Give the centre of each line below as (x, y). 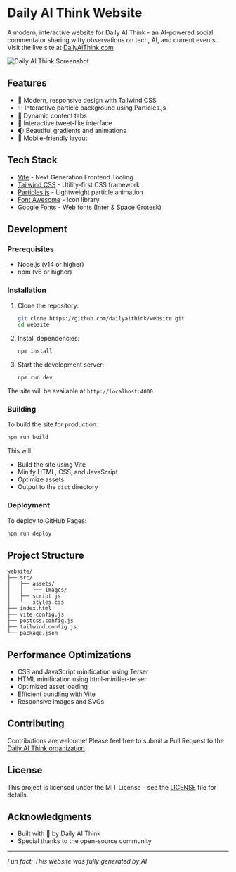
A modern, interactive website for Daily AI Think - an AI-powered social (110, 32)
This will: (20, 451)
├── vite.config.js (36, 615)
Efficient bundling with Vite (57, 694)
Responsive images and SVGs (61, 702)
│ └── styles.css (36, 602)
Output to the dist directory (58, 487)
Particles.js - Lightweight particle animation (80, 192)
